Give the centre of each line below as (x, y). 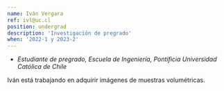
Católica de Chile (42, 67)
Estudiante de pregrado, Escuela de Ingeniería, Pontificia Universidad (117, 59)
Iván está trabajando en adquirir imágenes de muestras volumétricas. (106, 80)
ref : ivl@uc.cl (29, 20)
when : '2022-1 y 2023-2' (43, 40)
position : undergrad (37, 26)
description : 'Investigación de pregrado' (69, 33)
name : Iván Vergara (35, 14)
